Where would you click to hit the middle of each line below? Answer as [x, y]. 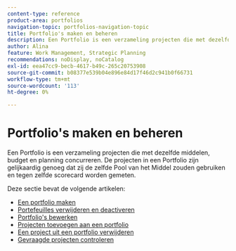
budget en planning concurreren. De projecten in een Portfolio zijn [103, 160]
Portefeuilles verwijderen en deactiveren [76, 210]
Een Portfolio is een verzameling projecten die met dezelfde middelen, [109, 153]
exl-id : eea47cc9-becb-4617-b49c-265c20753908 [77, 66]
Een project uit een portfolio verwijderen [76, 232]
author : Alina [28, 46]
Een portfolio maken [46, 202]
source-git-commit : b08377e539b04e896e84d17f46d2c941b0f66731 [100, 72]
